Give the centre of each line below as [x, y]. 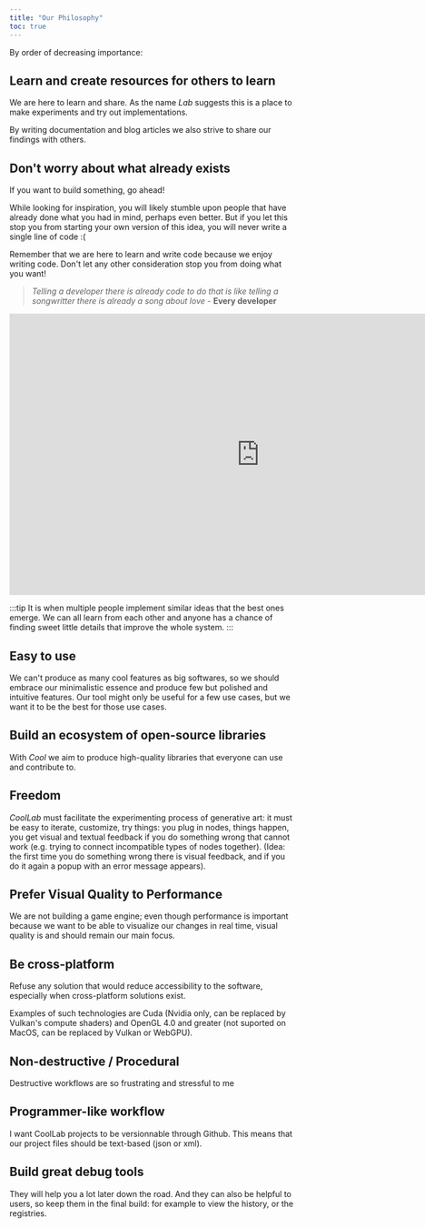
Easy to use [43, 656]
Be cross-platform [62, 964]
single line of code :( [48, 237]
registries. [28, 1213]
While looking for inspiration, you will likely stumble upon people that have [148, 208]
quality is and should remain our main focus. [92, 936]
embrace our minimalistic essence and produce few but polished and [138, 687]
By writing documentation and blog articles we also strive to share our [140, 130]
